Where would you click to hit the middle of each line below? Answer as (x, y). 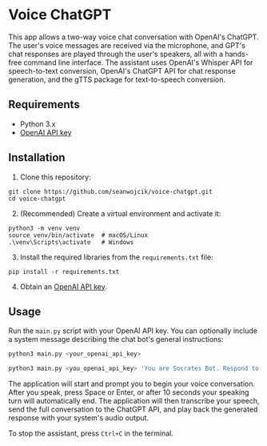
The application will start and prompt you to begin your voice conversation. (132, 384)
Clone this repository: (55, 177)
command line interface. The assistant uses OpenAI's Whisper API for (138, 62)
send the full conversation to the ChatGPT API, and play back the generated (133, 409)
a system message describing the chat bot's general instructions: (116, 340)
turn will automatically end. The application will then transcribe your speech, (134, 401)
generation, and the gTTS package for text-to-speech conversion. (117, 79)
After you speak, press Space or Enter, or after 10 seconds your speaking (129, 392)
